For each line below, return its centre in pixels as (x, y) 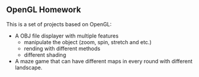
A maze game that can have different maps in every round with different (104, 61)
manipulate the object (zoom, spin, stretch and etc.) (88, 42)
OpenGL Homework (44, 10)
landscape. (29, 67)
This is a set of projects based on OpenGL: (59, 24)
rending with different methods (62, 48)
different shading (45, 55)
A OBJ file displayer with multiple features (67, 36)
